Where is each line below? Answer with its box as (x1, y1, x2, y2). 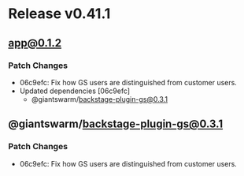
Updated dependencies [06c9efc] (19, 86, 131, 95)
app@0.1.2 (8, 36, 61, 50)
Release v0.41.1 (8, 5, 111, 23)
